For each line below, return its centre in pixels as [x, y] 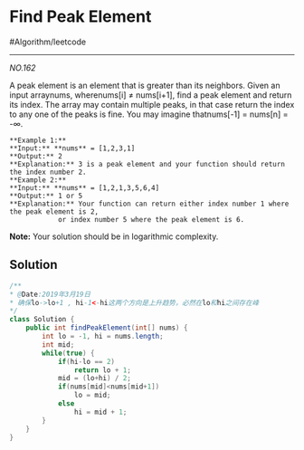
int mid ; [58, 345]
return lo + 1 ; [102, 370]
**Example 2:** [38, 180]
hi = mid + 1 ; [100, 412]
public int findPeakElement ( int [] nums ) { [107, 328]
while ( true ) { [68, 353]
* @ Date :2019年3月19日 [50, 294]
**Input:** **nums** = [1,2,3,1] [72, 148]
